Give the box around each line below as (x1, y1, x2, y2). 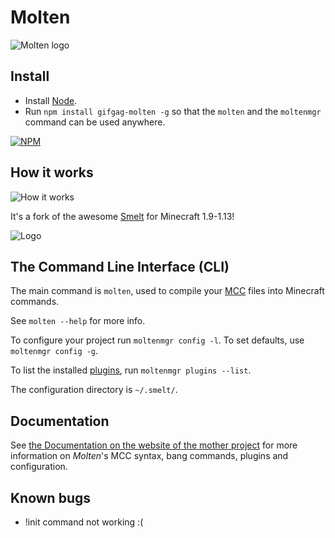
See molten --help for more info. (10, 315, 146, 327)
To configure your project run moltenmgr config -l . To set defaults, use (10, 334, 305, 346)
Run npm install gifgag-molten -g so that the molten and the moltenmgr (24, 105, 322, 117)
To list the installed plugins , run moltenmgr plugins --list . (10, 364, 252, 376)
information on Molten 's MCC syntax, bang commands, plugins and (10, 450, 289, 462)
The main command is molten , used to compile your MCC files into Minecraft (10, 285, 325, 297)
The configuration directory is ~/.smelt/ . (10, 384, 178, 396)
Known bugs (10, 489, 92, 506)
